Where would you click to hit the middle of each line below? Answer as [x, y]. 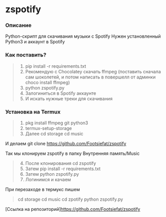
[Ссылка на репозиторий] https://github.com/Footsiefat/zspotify [73, 209]
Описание [19, 25]
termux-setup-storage [48, 128]
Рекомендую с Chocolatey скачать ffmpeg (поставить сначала [93, 71]
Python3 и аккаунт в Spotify [35, 42]
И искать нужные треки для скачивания [69, 98]
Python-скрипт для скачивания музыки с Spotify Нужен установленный [83, 36]
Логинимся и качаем [48, 180]
